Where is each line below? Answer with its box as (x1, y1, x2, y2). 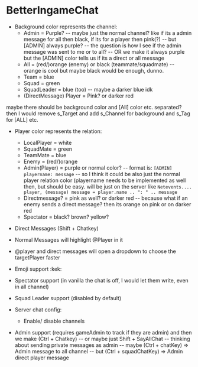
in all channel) (14, 283, 49, 290)
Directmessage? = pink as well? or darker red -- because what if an (23, 194, 188, 202)
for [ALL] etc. (6, 116, 38, 123)
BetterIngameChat (6, 4, 99, 17)
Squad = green (23, 79, 60, 86)
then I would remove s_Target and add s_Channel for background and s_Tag (6, 110, 190, 117)
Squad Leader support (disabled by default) (14, 294, 122, 301)
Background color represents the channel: (14, 23, 118, 30)
